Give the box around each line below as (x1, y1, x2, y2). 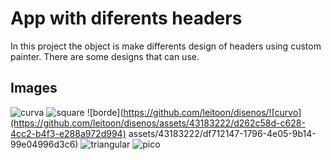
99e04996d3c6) (10, 138, 79, 150)
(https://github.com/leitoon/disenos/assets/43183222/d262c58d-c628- (10, 117, 306, 129)
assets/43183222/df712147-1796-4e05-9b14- (128, 127, 317, 139)
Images (10, 80, 58, 97)
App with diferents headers (10, 7, 243, 30)
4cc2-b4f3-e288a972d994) (10, 127, 127, 139)
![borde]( (86, 106, 124, 118)
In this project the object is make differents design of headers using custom (10, 40, 322, 52)
